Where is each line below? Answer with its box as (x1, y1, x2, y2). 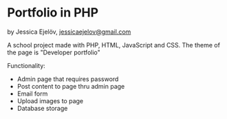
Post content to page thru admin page (17, 82, 125, 90)
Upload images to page (17, 96, 84, 105)
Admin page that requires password (17, 74, 119, 83)
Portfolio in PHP (7, 5, 98, 21)
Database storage (17, 104, 68, 112)
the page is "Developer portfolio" (7, 48, 101, 56)
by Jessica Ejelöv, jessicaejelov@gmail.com (7, 28, 131, 36)
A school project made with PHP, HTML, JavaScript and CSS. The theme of (7, 41, 220, 49)
